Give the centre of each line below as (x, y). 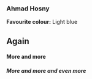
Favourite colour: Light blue (42, 22)
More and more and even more (46, 70)
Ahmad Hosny (28, 9)
